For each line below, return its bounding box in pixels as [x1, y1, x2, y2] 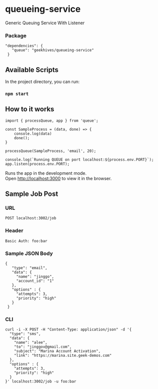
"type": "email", [11, 266, 48, 271]
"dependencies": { [5, 44, 43, 49]
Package [5, 32, 27, 39]
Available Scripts [5, 65, 58, 74]
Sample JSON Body [5, 250, 53, 257]
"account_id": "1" [16, 279, 54, 284]
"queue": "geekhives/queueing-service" [11, 48, 94, 53]
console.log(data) [14, 131, 52, 136]
